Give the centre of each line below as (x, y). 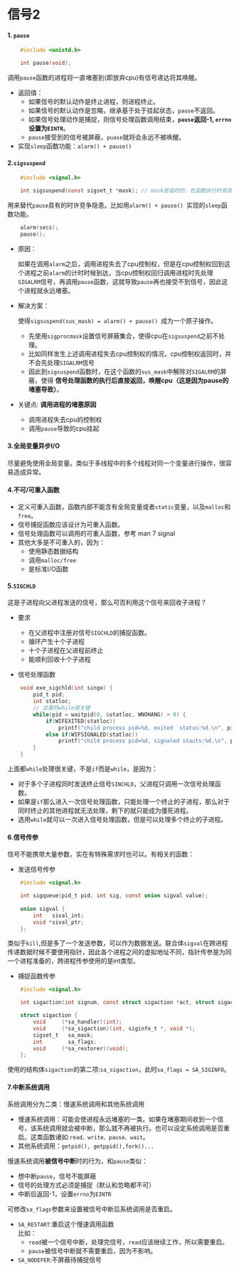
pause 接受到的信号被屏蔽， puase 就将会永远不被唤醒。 (107, 137)
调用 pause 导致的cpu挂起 (64, 428)
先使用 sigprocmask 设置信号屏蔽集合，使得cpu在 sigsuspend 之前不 (123, 336)
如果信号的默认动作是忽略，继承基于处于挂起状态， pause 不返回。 (123, 110)
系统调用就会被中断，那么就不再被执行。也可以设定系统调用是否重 (133, 1128)
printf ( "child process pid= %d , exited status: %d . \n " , (141, 728)
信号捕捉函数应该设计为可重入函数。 (71, 524)
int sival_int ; (58, 915)
